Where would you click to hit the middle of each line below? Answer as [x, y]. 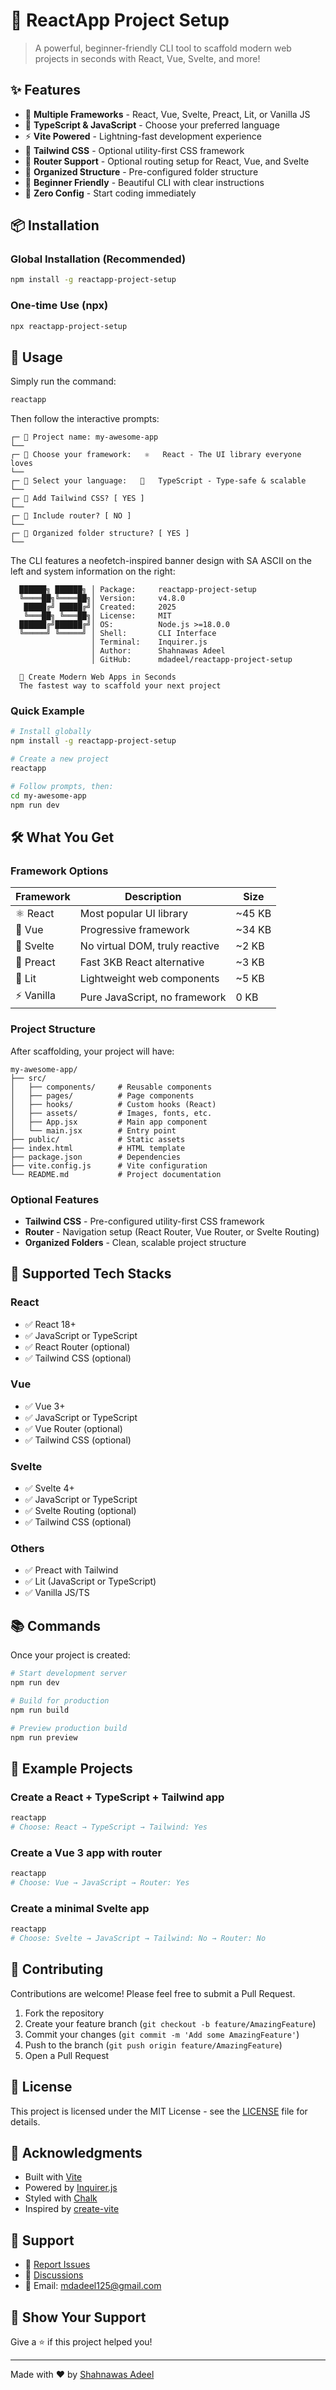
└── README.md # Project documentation [116, 1174]
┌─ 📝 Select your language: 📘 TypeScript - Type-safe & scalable [158, 481]
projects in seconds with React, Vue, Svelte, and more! [147, 58]
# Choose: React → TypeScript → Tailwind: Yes [109, 1827]
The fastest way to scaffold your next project [120, 686]
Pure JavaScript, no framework [153, 997]
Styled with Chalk [61, 2198]
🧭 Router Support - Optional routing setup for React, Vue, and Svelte [167, 161]
